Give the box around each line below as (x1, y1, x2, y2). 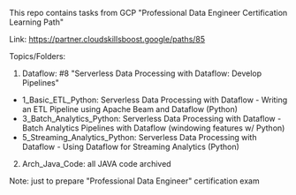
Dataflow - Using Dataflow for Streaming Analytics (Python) (21, 141, 240, 152)
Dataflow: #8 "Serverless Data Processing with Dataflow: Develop (21, 68, 262, 79)
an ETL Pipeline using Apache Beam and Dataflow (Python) (21, 104, 239, 114)
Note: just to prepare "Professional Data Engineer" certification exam (9, 176, 260, 186)
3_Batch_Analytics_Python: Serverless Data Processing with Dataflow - (21, 114, 282, 124)
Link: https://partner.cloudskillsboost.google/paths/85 (9, 34, 206, 44)
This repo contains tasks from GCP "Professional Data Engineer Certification (9, 8, 288, 18)
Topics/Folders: (9, 51, 66, 61)
